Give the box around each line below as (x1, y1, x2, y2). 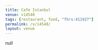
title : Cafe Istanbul (5, 7, 51, 13)
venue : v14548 (5, 12, 35, 17)
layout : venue (5, 26, 35, 31)
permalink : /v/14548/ (5, 21, 51, 27)
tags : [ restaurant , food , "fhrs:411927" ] (5, 17, 94, 22)
